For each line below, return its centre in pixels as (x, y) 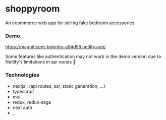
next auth (22, 107)
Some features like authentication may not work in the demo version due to (83, 56)
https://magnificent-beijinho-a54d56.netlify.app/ (56, 47)
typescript (23, 91)
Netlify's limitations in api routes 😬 (41, 62)
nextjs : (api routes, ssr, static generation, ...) (59, 86)
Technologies (22, 75)
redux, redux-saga (32, 102)
